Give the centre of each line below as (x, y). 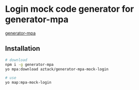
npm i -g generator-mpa (29, 64)
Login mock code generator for (69, 9)
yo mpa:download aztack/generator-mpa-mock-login (57, 69)
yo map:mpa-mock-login (28, 83)
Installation (23, 48)
